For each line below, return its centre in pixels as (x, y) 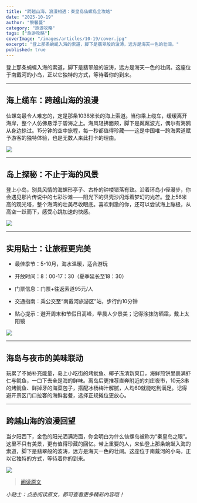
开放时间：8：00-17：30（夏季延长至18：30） (71, 276)
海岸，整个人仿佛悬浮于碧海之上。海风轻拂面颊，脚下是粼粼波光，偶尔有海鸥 (98, 123)
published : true (26, 50)
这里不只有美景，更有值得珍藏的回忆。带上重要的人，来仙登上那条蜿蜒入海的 (98, 444)
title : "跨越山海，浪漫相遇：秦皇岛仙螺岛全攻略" (60, 11)
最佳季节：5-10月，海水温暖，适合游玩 (61, 264)
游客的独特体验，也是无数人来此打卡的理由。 (65, 138)
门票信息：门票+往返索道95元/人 (54, 289)
